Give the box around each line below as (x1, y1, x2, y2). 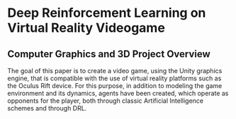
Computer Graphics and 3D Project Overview (7, 48, 210, 60)
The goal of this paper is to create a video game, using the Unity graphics (7, 67, 223, 75)
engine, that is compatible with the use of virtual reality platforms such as (7, 74, 222, 82)
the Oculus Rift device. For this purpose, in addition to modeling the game (7, 82, 223, 89)
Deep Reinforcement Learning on (7, 5, 206, 21)
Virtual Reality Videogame (7, 20, 165, 36)
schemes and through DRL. (7, 104, 87, 112)
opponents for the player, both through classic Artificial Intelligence (7, 96, 204, 105)
